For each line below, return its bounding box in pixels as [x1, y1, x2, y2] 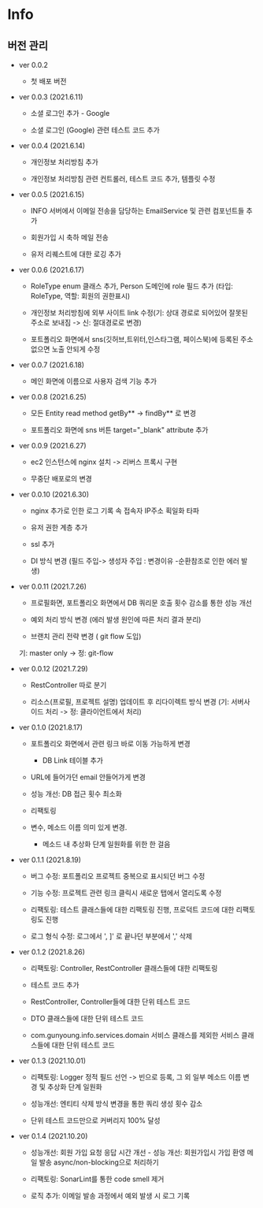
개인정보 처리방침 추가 [30, 158, 99, 166]
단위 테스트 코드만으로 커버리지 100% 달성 [30, 1116, 161, 1124]
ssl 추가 [30, 540, 55, 548]
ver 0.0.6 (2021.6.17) [18, 266, 84, 274]
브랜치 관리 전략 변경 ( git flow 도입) [30, 632, 142, 641]
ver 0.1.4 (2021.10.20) [18, 1132, 88, 1140]
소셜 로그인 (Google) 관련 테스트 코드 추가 [30, 125, 161, 135]
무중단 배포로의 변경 [30, 474, 92, 483]
